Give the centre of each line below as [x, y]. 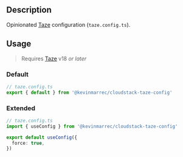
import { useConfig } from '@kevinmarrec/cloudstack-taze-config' [92, 126]
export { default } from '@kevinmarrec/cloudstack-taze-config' [89, 92]
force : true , [28, 143]
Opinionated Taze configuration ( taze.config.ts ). [68, 24]
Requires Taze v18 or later [54, 58]
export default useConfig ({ [42, 137]
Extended [21, 108]
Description [29, 10]
